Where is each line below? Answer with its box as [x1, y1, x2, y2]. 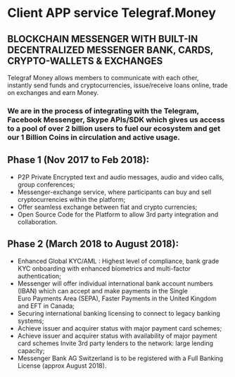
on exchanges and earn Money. [7, 89, 99, 96]
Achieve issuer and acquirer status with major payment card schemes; [17, 324, 222, 332]
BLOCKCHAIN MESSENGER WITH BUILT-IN [7, 33, 198, 45]
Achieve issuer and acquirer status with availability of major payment [17, 331, 217, 340]
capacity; [17, 346, 45, 354]
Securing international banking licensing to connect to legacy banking [17, 309, 220, 317]
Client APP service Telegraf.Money [7, 5, 217, 21]
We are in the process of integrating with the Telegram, [7, 106, 199, 115]
